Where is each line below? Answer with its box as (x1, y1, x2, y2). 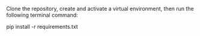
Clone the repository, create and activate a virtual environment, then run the (6, 5, 194, 12)
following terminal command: (6, 11, 78, 19)
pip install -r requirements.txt (6, 23, 78, 30)
